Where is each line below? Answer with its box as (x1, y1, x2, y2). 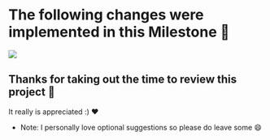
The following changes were (8, 6, 205, 24)
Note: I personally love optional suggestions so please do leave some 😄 (20, 122, 262, 132)
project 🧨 (8, 85, 55, 99)
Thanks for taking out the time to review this (8, 73, 237, 87)
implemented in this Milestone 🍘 (8, 23, 230, 41)
